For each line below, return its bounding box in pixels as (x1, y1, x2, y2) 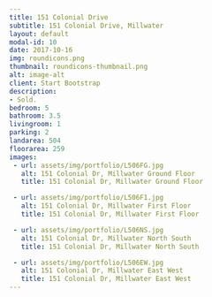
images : (9, 152, 38, 162)
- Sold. (9, 95, 38, 104)
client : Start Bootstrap (9, 79, 101, 88)
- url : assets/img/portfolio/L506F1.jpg (12, 194, 164, 202)
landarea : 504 (9, 136, 62, 145)
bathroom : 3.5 (9, 111, 62, 120)
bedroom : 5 (9, 103, 49, 112)
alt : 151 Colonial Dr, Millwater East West (20, 266, 184, 275)
